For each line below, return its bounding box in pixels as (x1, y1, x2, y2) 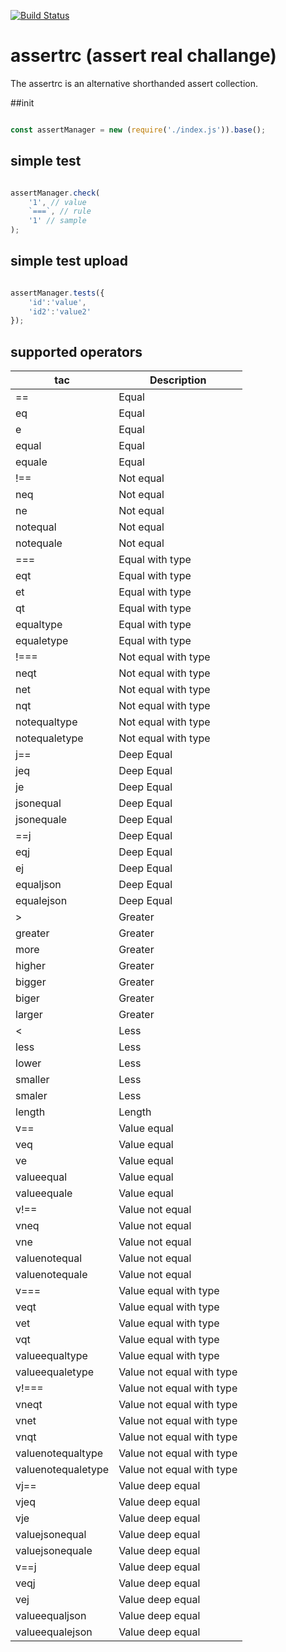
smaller (15, 1073, 50, 1087)
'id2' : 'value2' (28, 306, 92, 317)
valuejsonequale (15, 1544, 93, 1558)
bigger (15, 975, 47, 989)
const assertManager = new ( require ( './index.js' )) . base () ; (10, 125, 267, 135)
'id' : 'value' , (28, 297, 87, 307)
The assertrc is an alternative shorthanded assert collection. (10, 77, 258, 89)
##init (10, 96, 35, 109)
